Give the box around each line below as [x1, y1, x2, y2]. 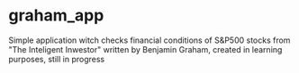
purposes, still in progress [8, 53, 105, 64]
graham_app [8, 5, 104, 26]
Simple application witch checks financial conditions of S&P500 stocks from [8, 35, 291, 45]
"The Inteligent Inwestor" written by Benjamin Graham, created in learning [8, 44, 283, 54]
